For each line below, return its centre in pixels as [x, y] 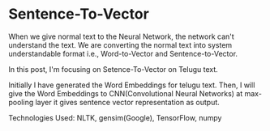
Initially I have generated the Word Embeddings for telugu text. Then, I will [132, 85]
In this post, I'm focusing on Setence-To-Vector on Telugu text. [114, 69]
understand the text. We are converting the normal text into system [120, 44]
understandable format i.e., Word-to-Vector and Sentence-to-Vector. [123, 53]
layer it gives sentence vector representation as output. [128, 102]
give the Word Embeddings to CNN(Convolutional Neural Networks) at [126, 93]
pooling [21, 102]
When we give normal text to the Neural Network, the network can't [122, 36]
